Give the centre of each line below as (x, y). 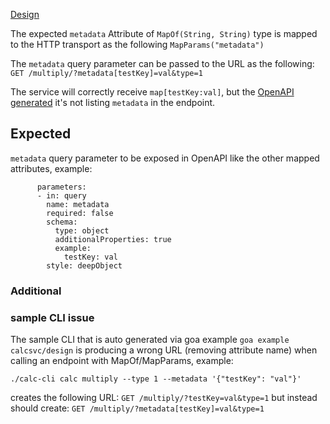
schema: (62, 222)
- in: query (61, 195)
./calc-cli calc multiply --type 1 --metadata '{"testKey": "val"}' (156, 379)
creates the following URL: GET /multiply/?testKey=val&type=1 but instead (164, 398)
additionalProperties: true (113, 239)
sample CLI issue (52, 317)
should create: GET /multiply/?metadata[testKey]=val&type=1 (137, 408)
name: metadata (78, 204)
